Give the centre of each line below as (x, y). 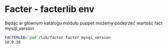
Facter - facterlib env (50, 9)
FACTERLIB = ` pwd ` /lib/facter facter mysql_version (58, 37)
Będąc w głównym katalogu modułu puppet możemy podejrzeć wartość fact (84, 23)
